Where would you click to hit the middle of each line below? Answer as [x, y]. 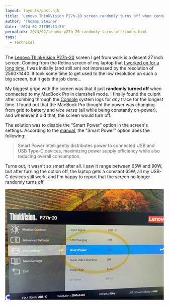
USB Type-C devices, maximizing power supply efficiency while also [89, 150]
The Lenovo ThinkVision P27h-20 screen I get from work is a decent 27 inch [84, 57]
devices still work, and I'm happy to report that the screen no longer [80, 177]
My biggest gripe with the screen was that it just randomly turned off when [83, 89]
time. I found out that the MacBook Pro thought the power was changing [80, 104]
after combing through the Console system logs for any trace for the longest [84, 99]
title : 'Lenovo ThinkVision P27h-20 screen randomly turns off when [78, 16]
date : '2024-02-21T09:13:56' [36, 27]
